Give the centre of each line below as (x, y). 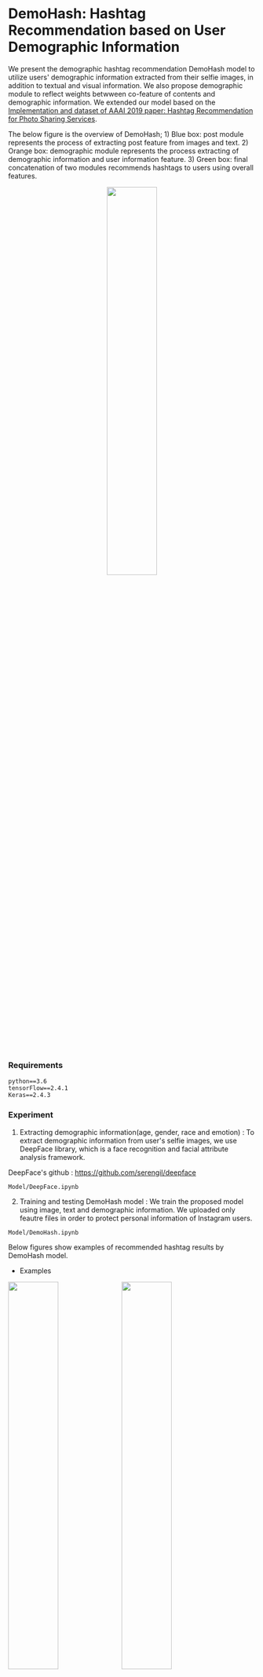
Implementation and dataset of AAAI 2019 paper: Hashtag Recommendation (131, 110)
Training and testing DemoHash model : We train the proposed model (131, 1201)
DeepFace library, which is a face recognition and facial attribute (124, 1149)
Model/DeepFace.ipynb (44, 1187)
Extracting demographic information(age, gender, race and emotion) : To (137, 1132)
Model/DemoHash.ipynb (44, 1232)
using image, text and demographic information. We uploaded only (127, 1209)
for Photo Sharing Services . (53, 119)
